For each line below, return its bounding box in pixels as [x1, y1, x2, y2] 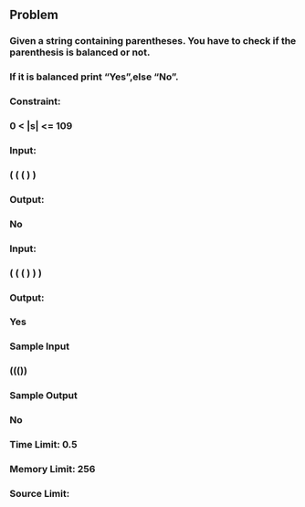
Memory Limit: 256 [9, 462, 96, 475]
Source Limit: [9, 487, 70, 500]
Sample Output [9, 389, 78, 402]
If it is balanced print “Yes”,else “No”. [9, 70, 179, 83]
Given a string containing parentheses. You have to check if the [9, 35, 297, 48]
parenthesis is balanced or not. [9, 46, 151, 58]
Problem [9, 7, 59, 23]
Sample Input [9, 340, 70, 353]
